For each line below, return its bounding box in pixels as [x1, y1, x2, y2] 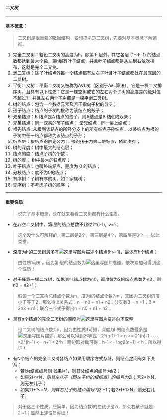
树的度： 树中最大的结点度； [12, 157, 71, 163]
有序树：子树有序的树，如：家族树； [12, 176, 87, 182]
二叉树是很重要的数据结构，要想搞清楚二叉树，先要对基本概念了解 [17, 35, 153, 41]
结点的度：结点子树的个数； [12, 151, 70, 157]
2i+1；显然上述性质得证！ [17, 410, 70, 416]
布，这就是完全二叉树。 [12, 64, 61, 70]
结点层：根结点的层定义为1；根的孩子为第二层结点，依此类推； [12, 139, 141, 144]
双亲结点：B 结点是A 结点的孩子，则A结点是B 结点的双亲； [12, 114, 133, 120]
